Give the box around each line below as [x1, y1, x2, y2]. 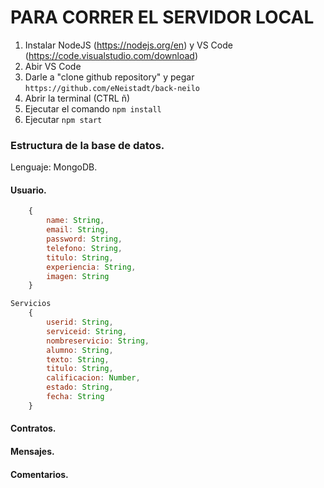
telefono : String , [46, 243, 123, 253]
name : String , [46, 216, 105, 226]
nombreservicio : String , [46, 336, 150, 346]
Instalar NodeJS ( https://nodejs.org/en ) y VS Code [24, 39, 233, 51]
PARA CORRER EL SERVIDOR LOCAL [10, 6, 315, 29]
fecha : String [46, 392, 105, 402]
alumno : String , [46, 345, 114, 355]
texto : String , [46, 354, 110, 365]
